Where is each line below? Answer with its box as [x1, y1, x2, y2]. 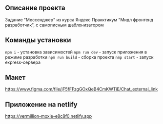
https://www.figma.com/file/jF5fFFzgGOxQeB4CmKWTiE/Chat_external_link [5, 86, 158, 92]
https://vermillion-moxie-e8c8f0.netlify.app [5, 113, 92, 119]
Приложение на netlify [5, 100, 78, 108]
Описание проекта [5, 4, 65, 12]
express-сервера [5, 59, 41, 65]
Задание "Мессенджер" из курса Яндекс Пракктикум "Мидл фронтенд [5, 17, 154, 22]
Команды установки [5, 36, 71, 44]
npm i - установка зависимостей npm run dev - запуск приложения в [5, 49, 147, 55]
